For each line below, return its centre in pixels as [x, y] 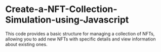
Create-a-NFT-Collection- [61, 9]
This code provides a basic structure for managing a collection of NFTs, [80, 33]
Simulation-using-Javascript [67, 20]
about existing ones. [26, 44]
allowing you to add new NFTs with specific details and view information [80, 39]
